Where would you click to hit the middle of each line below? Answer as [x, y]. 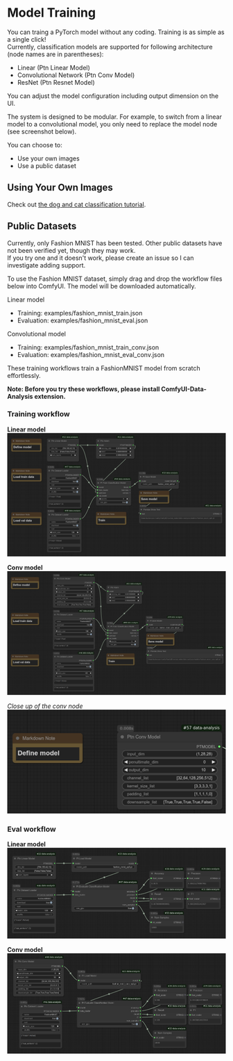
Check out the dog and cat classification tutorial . [77, 204]
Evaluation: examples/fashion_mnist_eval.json [83, 320]
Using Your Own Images [60, 188]
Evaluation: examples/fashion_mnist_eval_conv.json [91, 354]
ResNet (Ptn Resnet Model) [56, 82]
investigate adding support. [46, 265]
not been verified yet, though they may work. [71, 250]
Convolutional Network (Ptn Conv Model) [76, 75]
